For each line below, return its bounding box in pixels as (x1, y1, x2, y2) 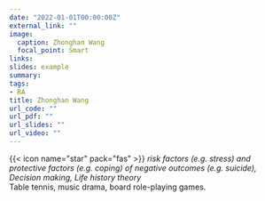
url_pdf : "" (9, 112, 53, 121)
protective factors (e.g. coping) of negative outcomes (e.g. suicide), (9, 162, 257, 173)
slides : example (9, 63, 69, 72)
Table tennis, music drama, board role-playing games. (9, 181, 207, 192)
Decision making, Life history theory (9, 172, 142, 182)
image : (9, 29, 34, 38)
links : (9, 54, 34, 63)
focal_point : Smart (17, 46, 90, 55)
